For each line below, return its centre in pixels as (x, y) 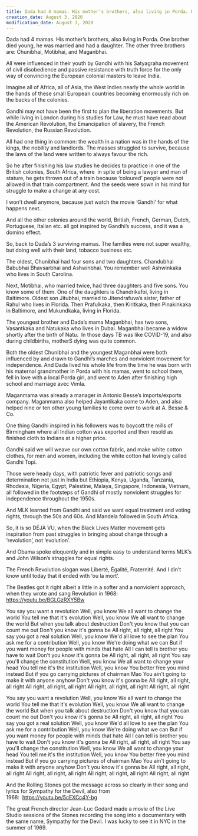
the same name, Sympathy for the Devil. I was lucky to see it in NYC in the (96, 821)
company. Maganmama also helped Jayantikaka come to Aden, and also (94, 402)
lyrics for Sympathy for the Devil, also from (58, 791)
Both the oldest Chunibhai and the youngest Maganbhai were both (87, 353)
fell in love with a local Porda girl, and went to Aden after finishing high (92, 378)
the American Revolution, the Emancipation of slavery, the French (85, 124)
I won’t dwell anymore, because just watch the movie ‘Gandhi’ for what (92, 202)
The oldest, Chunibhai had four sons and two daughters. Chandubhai (90, 262)
